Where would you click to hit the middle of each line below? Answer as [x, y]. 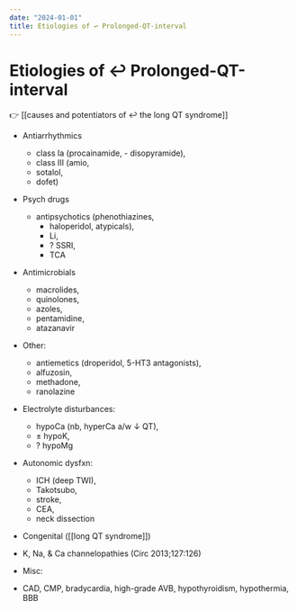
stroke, [49, 499]
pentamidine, [60, 318]
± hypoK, [53, 436]
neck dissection [65, 519]
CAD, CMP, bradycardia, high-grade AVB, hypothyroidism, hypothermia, [156, 588]
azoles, [49, 309]
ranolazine [55, 391]
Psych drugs [46, 200]
